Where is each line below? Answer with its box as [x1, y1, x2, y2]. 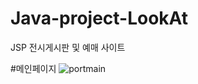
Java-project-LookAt [10, 7, 188, 30]
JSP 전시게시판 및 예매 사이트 [10, 41, 126, 53]
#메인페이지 [10, 62, 57, 74]
